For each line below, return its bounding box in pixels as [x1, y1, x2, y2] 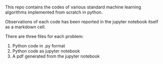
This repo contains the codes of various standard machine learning [5, 4, 141, 10]
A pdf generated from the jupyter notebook [12, 53, 100, 59]
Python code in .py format [12, 43, 65, 48]
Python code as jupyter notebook [12, 48, 80, 54]
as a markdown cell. [5, 24, 46, 30]
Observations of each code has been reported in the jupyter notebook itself [5, 19, 159, 24]
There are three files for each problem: [5, 34, 84, 39]
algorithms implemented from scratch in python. [5, 9, 103, 15]
